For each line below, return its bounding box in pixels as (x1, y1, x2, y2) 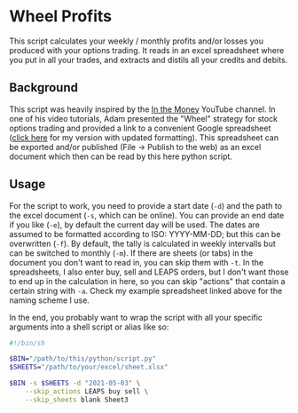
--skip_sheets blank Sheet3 (25, 395, 129, 404)
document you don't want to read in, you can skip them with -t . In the (9, 257, 264, 267)
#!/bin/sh (9, 338, 46, 347)
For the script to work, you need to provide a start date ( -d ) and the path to (9, 200, 282, 210)
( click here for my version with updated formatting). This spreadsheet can (9, 131, 279, 143)
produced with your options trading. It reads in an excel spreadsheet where (9, 44, 285, 55)
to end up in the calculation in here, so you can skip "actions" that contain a (9, 275, 286, 286)
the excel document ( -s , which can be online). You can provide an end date (9, 210, 285, 220)
